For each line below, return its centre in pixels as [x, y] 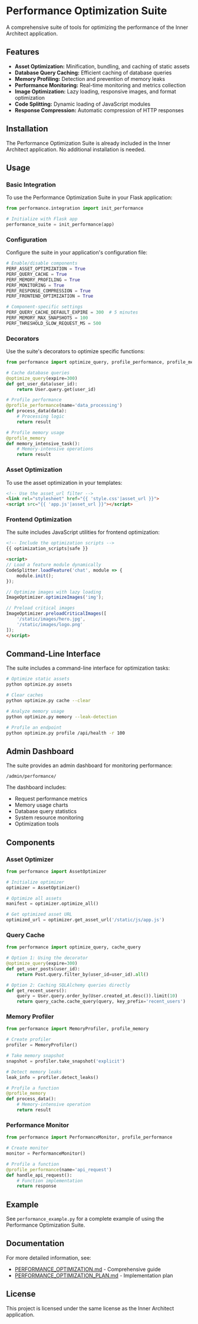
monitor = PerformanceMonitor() [46, 1154]
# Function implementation [50, 1180]
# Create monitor [27, 1148]
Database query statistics [46, 811]
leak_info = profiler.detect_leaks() [52, 1077]
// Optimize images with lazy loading [54, 592]
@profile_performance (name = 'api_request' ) [59, 1170]
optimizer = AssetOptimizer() [43, 888]
